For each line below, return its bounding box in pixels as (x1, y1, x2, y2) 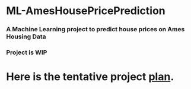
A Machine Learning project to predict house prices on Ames (6, 25, 185, 34)
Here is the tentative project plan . (6, 70, 174, 84)
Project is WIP (6, 48, 47, 57)
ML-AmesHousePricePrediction (6, 4, 166, 18)
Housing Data (6, 32, 46, 41)
